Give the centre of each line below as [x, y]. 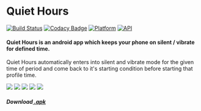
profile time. [21, 75]
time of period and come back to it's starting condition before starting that [100, 69]
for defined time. [28, 48]
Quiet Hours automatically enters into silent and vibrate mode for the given [100, 62]
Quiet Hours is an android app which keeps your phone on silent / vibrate [100, 42]
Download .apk [26, 101]
